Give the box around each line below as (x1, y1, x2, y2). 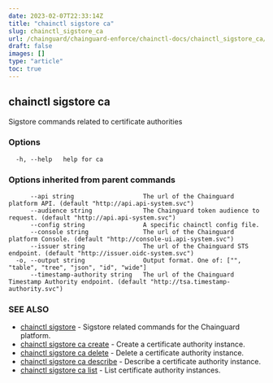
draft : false (8, 42, 53, 50)
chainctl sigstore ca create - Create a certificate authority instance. (19, 339, 245, 350)
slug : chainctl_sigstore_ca (8, 27, 104, 35)
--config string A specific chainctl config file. (29, 221, 260, 229)
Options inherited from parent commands (8, 174, 176, 185)
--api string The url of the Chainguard (29, 193, 234, 201)
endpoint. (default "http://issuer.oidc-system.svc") (8, 250, 195, 258)
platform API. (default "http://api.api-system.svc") (8, 200, 195, 208)
